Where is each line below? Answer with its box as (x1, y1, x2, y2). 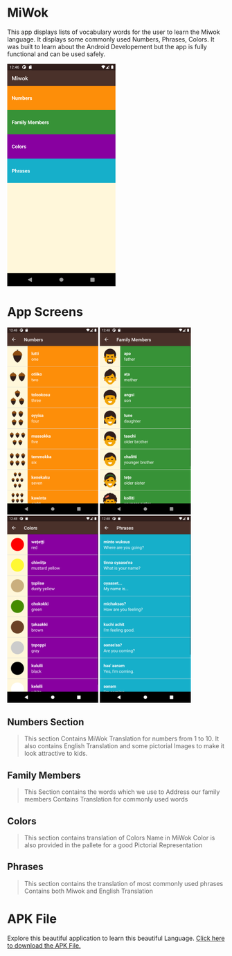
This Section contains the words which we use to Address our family (24, 788, 220, 796)
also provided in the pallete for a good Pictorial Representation (24, 840, 203, 849)
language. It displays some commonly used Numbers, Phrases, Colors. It (7, 35, 215, 43)
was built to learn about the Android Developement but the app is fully (7, 42, 208, 51)
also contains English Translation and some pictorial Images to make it (24, 742, 225, 750)
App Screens (7, 304, 83, 320)
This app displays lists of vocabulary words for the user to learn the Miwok (7, 28, 220, 36)
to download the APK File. (7, 941, 81, 950)
